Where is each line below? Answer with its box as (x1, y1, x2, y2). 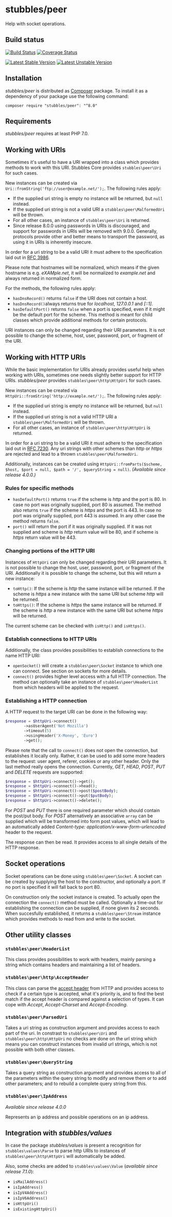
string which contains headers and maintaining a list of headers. (5, 962, 141, 968)
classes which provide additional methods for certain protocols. (12, 317, 148, 323)
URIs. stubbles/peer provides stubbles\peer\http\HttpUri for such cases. (5, 378, 162, 383)
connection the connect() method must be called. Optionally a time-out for (5, 899, 163, 905)
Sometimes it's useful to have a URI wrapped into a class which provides (5, 159, 159, 165)
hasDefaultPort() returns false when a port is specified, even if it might (12, 306, 165, 312)
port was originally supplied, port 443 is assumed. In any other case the (12, 513, 165, 519)
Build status (5, 35, 45, 44)
